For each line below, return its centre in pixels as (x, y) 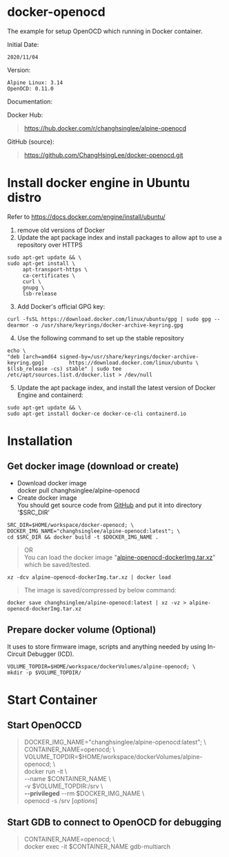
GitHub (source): (31, 142)
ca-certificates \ (49, 276)
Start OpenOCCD (44, 725)
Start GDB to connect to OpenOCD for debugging (114, 822)
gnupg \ (33, 287)
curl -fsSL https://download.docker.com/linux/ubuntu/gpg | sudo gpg (109, 319)
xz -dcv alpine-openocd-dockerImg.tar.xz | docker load (89, 577)
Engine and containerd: (50, 395)
